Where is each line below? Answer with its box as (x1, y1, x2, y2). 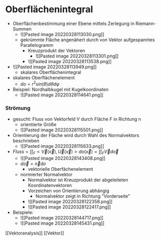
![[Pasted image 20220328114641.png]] (20, 92, 103, 98)
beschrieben (12, 138, 40, 144)
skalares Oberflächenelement (12, 74, 75, 81)
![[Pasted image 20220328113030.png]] (20, 31, 104, 37)
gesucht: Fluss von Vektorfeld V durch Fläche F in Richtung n (12, 116, 141, 122)
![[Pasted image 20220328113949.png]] (12, 64, 97, 70)
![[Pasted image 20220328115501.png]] (20, 126, 103, 133)
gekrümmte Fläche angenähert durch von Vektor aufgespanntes (20, 37, 155, 43)
